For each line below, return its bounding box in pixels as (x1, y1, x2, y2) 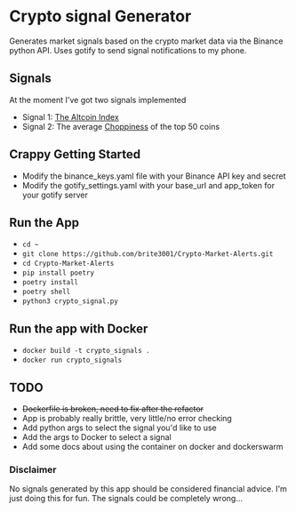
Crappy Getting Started (9, 147, 141, 162)
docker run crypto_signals (21, 356, 123, 365)
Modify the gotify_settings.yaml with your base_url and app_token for (21, 180, 276, 190)
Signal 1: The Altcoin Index (21, 111, 120, 122)
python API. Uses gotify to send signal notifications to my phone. (9, 44, 247, 55)
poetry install (21, 278, 79, 287)
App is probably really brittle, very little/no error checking (21, 413, 233, 423)
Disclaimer (9, 463, 57, 476)
